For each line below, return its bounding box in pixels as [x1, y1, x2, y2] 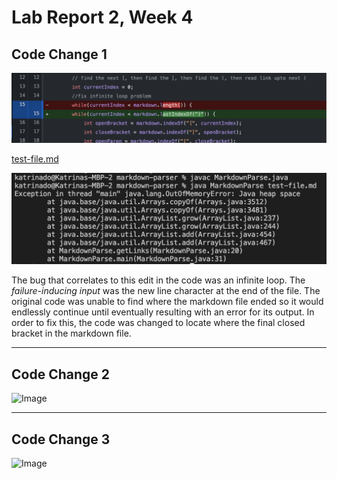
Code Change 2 [11, 366, 110, 383]
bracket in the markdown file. [11, 327, 132, 340]
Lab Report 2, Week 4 [11, 6, 194, 29]
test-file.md [11, 153, 59, 165]
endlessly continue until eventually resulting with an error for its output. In [11, 306, 315, 318]
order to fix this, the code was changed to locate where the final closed [11, 317, 306, 329]
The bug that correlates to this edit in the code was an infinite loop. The [11, 274, 306, 286]
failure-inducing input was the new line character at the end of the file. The [11, 285, 321, 297]
